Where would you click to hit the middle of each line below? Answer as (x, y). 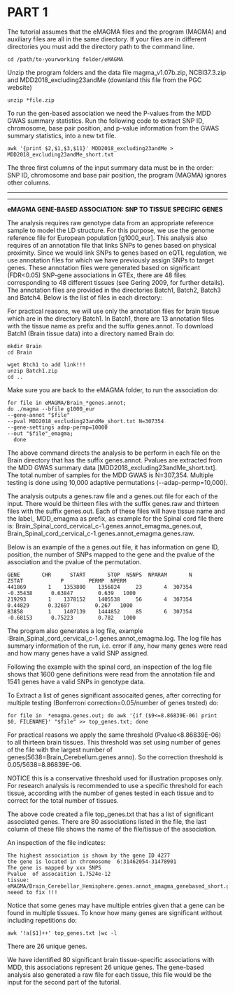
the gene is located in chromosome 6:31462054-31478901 (92, 861)
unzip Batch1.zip (33, 371)
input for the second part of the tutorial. (64, 982)
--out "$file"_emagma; (40, 433)
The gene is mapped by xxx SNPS (54, 867)
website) (20, 87)
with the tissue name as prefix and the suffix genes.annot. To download (110, 326)
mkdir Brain (24, 346)
